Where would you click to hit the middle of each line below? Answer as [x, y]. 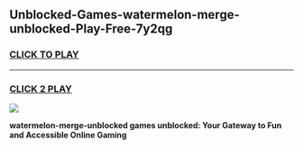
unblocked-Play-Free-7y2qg [91, 29]
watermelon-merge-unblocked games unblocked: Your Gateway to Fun [146, 125]
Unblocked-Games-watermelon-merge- [125, 15]
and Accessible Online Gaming [68, 135]
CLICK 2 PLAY [41, 88]
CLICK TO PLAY [44, 55]
